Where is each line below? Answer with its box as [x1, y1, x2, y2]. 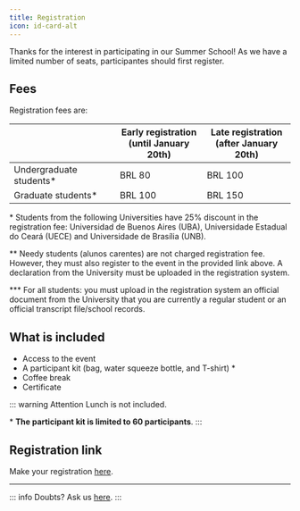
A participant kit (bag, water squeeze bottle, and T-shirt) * [21, 363, 237, 373]
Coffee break [21, 373, 71, 383]
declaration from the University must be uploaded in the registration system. [9, 267, 290, 278]
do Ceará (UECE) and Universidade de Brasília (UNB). [9, 231, 207, 242]
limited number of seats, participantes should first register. [9, 55, 225, 66]
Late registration [210, 126, 283, 138]
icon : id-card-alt [9, 21, 78, 30]
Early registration [121, 126, 197, 138]
